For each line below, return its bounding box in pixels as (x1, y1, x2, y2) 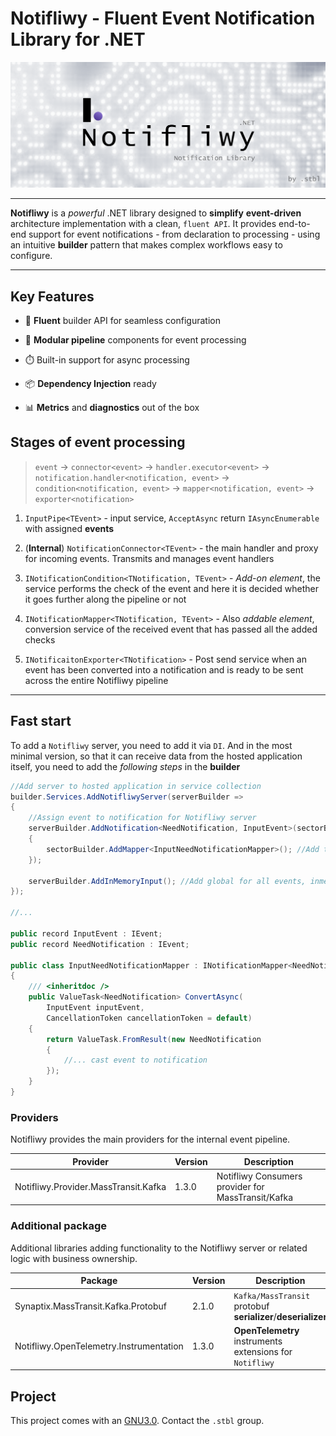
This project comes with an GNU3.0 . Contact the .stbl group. (10, 1415, 265, 1427)
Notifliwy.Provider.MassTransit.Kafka (14, 1180, 167, 1192)
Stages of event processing (10, 434, 186, 451)
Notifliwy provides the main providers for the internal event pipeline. (10, 1133, 291, 1146)
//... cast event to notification (63, 1055, 208, 1066)
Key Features (10, 288, 95, 305)
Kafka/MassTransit (233, 1291, 311, 1301)
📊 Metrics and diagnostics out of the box (24, 402, 200, 414)
